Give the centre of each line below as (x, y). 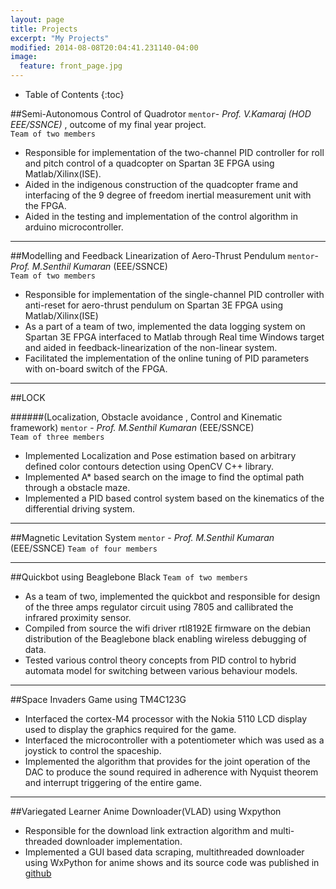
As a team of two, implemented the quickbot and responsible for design (172, 596)
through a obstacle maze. (77, 487)
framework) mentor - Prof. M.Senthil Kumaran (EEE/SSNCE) (132, 427)
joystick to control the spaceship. (93, 750)
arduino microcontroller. (74, 227)
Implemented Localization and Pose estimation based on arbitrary (160, 455)
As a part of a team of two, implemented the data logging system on (165, 326)
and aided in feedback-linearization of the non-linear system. (151, 347)
